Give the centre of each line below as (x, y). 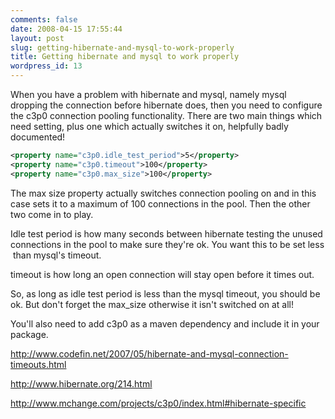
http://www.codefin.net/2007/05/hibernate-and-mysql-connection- (149, 353)
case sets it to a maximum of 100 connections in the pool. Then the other (160, 203)
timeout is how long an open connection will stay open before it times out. (162, 274)
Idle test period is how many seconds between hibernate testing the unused (166, 233)
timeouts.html (38, 364)
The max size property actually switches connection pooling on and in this (163, 193)
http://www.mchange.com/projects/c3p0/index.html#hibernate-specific (158, 403)
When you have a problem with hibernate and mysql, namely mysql (148, 94)
